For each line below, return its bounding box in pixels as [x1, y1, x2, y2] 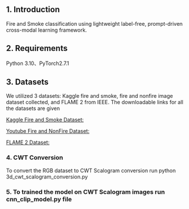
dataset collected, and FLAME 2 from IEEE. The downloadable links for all [6, 99, 184, 106]
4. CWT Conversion [6, 153, 63, 162]
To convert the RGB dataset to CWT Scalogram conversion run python [6, 167, 176, 174]
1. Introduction [6, 5, 60, 15]
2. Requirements [6, 43, 68, 53]
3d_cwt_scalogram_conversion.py [6, 173, 88, 180]
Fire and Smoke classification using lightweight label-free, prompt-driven [6, 20, 183, 27]
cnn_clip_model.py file [6, 195, 72, 203]
